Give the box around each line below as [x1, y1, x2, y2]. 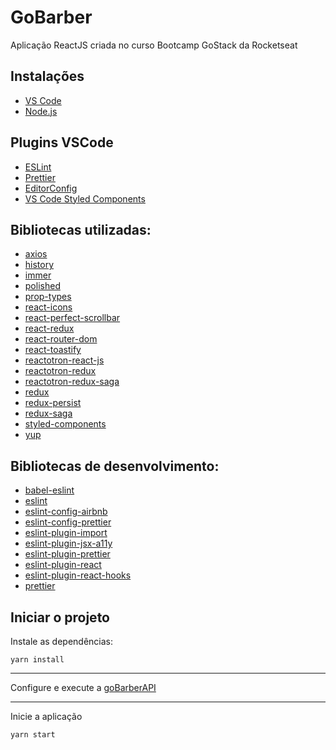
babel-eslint [24, 484, 75, 496]
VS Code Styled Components [24, 192, 146, 205]
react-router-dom [24, 333, 98, 345]
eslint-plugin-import [24, 527, 108, 539]
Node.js [24, 105, 58, 117]
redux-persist [24, 397, 82, 409]
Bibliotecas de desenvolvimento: [10, 457, 220, 475]
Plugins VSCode [10, 134, 114, 151]
